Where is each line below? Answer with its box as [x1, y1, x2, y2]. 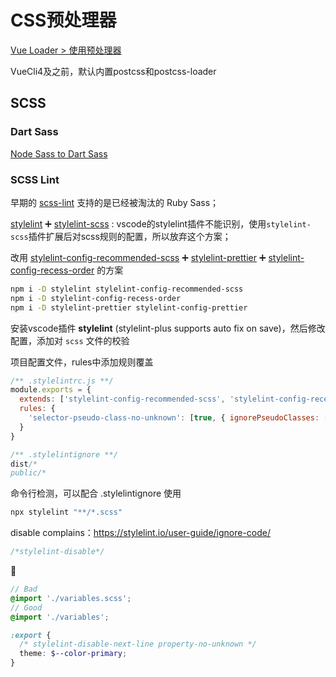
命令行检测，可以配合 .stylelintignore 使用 [10, 487, 182, 500]
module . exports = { [10, 385, 92, 395]
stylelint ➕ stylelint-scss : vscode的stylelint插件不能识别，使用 [10, 217, 267, 230]
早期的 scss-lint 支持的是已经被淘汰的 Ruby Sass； [10, 196, 220, 208]
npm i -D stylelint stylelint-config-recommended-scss [10, 284, 244, 294]
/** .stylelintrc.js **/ [10, 376, 114, 386]
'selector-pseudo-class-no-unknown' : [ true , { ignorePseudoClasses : [28, 413, 320, 423]
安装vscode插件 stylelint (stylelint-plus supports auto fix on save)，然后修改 [10, 322, 326, 334]
